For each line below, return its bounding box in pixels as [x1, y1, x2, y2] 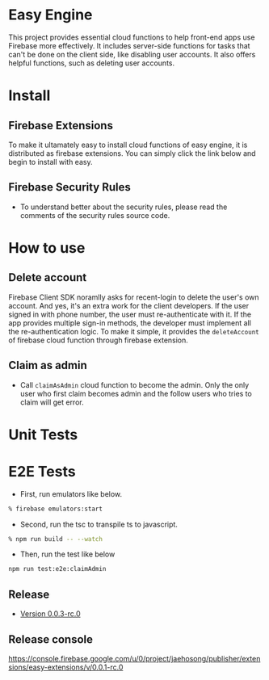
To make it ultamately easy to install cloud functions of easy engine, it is [8, 140, 248, 149]
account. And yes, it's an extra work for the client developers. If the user [8, 300, 249, 310]
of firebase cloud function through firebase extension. [8, 335, 188, 345]
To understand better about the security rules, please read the [19, 202, 228, 212]
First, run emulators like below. [19, 489, 123, 498]
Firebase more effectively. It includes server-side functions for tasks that [8, 40, 250, 50]
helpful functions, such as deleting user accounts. [8, 58, 175, 68]
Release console [8, 632, 94, 646]
